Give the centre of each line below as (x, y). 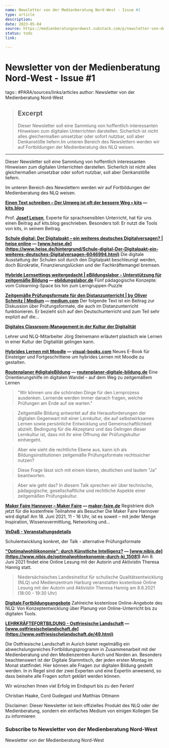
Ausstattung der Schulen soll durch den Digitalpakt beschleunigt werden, (81, 259)
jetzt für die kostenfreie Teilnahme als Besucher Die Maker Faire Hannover (82, 511)
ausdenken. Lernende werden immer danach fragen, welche (80, 398)
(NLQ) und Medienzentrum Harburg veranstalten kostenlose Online (87, 582)
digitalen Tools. (21, 613)
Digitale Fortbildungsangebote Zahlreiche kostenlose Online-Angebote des (84, 603)
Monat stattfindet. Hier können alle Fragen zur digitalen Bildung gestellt (79, 665)
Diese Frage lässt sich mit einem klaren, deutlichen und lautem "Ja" (87, 470)
